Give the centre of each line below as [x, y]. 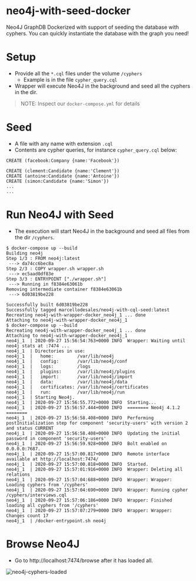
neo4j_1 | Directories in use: [46, 351]
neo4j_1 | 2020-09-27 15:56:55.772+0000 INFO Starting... [82, 402]
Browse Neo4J [43, 544]
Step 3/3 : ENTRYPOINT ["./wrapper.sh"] [57, 279]
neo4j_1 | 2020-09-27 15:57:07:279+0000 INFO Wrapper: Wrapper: [89, 510]
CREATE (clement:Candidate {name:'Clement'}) [63, 171]
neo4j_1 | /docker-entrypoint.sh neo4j [57, 521]
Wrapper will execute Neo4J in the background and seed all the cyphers [102, 86]
